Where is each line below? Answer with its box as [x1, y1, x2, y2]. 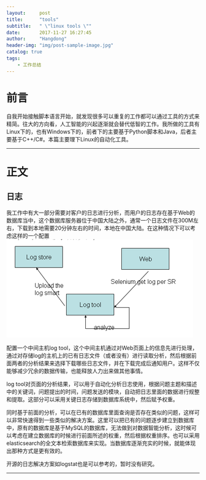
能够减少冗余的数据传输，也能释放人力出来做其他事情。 [6, 367, 146, 374]
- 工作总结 [17, 61, 42, 68]
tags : [6, 55, 20, 61]
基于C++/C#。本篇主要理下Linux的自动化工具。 [11, 135, 132, 143]
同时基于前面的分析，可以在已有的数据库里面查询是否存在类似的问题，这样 [6, 409, 194, 416]
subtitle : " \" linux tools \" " [6, 23, 92, 29]
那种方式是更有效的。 [11, 447, 66, 454]
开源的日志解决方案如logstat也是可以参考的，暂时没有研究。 [6, 460, 158, 467]
